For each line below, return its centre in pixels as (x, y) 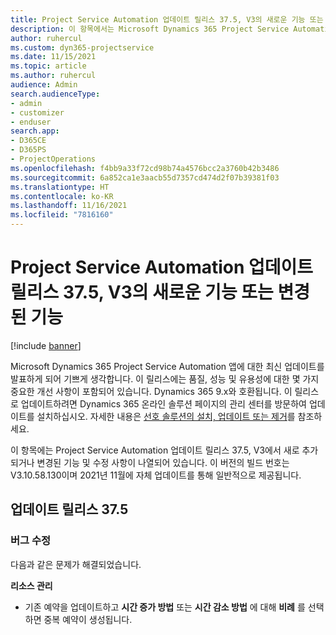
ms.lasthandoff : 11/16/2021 (69, 206)
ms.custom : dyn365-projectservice (82, 47)
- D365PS (28, 150)
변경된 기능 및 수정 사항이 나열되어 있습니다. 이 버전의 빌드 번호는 (163, 462)
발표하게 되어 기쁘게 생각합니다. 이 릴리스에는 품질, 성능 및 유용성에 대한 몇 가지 (165, 378)
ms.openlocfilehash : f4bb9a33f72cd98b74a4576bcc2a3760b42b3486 (145, 168)
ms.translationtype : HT (60, 187)
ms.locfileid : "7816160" (62, 215)
